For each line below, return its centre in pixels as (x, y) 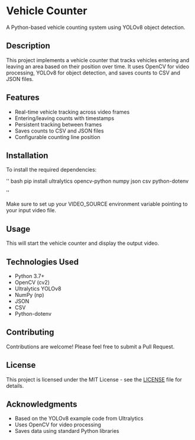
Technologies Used (42, 262)
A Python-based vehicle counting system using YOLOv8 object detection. (96, 27)
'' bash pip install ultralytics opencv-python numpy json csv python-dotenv (97, 181)
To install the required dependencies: (51, 170)
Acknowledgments (42, 404)
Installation (27, 155)
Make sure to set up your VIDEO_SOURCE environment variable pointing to (97, 204)
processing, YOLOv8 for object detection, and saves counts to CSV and (93, 73)
